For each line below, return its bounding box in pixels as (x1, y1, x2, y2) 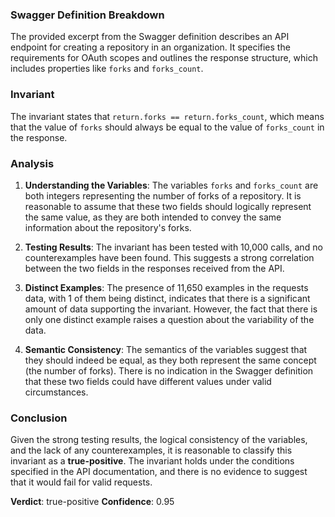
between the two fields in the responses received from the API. (24, 262, 285, 274)
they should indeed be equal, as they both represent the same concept (24, 354, 317, 366)
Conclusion (10, 411, 68, 425)
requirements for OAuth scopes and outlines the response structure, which (10, 52, 318, 64)
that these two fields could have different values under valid (24, 375, 272, 387)
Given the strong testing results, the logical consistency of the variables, (10, 434, 308, 446)
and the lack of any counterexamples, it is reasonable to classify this (10, 444, 293, 457)
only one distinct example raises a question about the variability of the (24, 313, 315, 325)
